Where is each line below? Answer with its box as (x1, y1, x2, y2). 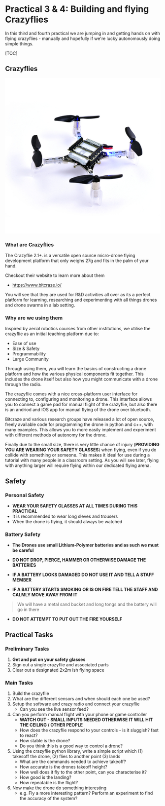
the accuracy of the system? (19, 796, 78, 802)
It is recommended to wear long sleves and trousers (12, 513, 118, 519)
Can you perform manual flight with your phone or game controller (12, 712, 147, 718)
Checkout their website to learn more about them (5, 272, 105, 278)
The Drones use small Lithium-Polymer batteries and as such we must (12, 542, 159, 548)
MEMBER (12, 577, 32, 583)
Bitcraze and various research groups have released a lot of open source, (5, 416, 154, 422)
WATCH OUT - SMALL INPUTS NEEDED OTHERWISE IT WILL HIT (19, 717, 153, 723)
